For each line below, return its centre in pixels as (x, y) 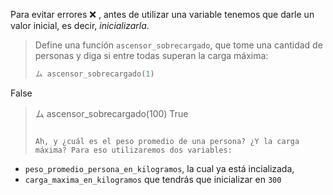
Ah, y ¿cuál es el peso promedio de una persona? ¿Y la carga (167, 141)
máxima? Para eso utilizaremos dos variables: (133, 150)
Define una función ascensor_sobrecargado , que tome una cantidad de (178, 45)
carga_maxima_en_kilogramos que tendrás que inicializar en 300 (153, 179)
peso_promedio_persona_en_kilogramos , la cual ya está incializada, (159, 168)
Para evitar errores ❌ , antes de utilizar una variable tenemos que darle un (162, 14)
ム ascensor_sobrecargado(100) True (111, 113)
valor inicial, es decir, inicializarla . (80, 25)
